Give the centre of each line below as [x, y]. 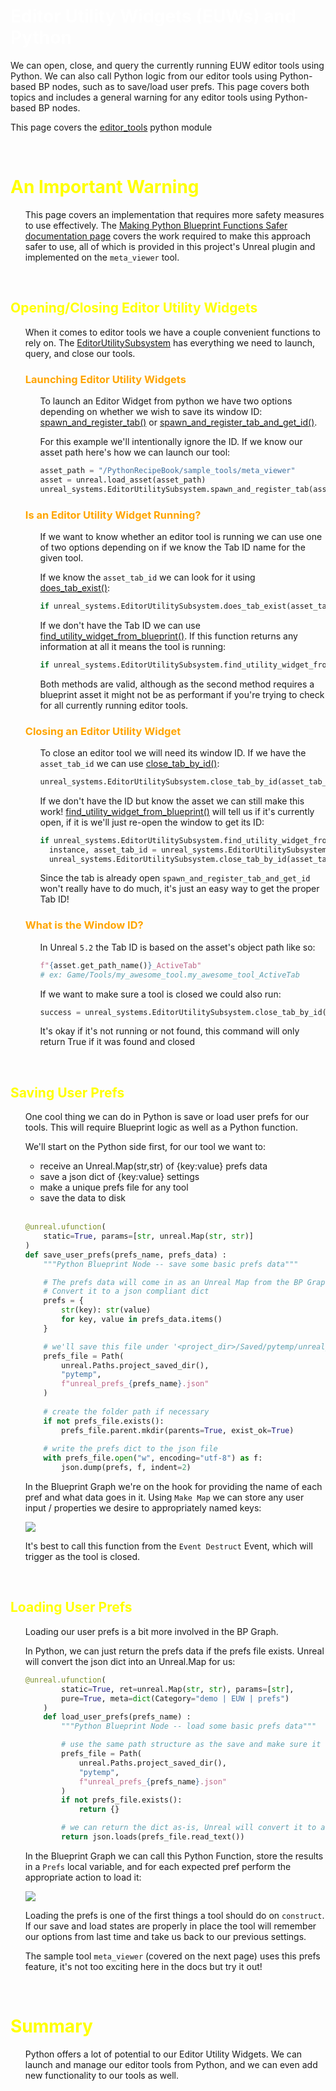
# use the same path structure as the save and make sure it [191, 1745]
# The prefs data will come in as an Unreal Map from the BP [173, 1282]
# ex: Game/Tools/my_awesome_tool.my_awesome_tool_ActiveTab [169, 975]
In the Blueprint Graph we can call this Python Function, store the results [174, 1856]
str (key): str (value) [106, 1310]
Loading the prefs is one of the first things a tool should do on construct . [174, 1915]
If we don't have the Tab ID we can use [120, 625]
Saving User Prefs [67, 1092]
